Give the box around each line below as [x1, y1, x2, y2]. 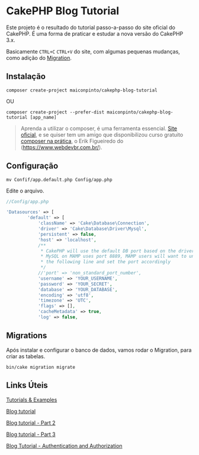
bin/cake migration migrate [6, 364, 76, 370]
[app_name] [30, 114, 57, 120]
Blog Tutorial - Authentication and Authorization [6, 442, 123, 449]
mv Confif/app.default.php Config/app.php [6, 176, 113, 182]
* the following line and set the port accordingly [40, 259, 171, 265]
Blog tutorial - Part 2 [6, 419, 56, 426]
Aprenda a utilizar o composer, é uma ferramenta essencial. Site [20, 125, 178, 132]
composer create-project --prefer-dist [6, 109, 105, 115]
